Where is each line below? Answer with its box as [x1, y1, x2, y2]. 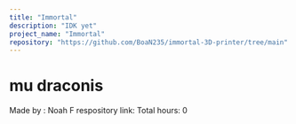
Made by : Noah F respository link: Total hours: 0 [9, 105, 188, 116]
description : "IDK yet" [9, 21, 98, 30]
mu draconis [9, 76, 104, 96]
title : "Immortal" [9, 12, 77, 22]
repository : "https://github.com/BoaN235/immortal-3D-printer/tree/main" [9, 37, 289, 47]
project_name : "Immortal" [9, 29, 105, 38]
